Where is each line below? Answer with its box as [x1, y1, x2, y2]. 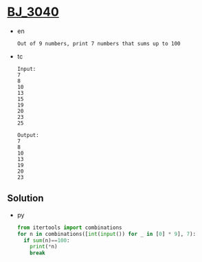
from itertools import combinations [16, 224, 122, 231]
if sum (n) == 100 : [23, 237, 70, 244]
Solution [7, 193, 44, 204]
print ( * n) [30, 243, 58, 250]
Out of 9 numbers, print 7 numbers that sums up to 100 [16, 40, 181, 47]
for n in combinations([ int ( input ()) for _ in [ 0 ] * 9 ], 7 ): [16, 230, 197, 237]
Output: [16, 131, 39, 138]
